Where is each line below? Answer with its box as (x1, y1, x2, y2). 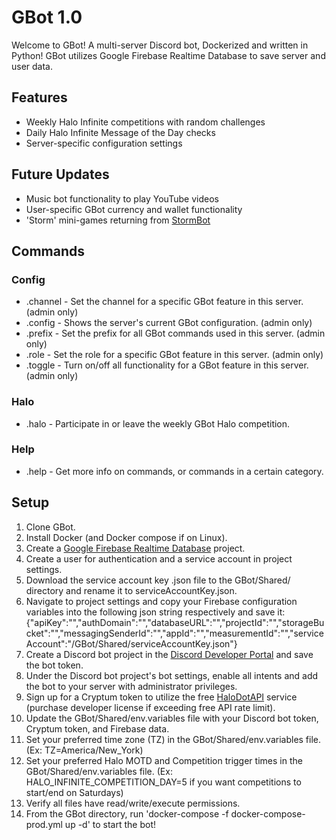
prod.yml (25, 818, 63, 830)
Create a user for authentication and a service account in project (25, 552, 293, 565)
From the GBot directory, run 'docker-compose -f (25, 807, 229, 820)
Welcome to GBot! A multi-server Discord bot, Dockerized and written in (11, 39, 309, 51)
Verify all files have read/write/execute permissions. (25, 797, 241, 809)
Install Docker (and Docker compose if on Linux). (25, 531, 228, 543)
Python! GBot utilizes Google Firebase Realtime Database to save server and (11, 49, 326, 61)
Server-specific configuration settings (25, 137, 183, 149)
